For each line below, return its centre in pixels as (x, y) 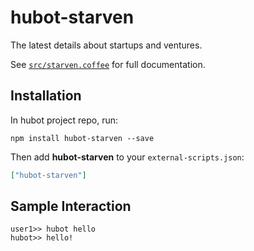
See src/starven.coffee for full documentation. (108, 64)
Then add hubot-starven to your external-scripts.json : (127, 157)
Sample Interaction (71, 206)
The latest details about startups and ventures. (106, 45)
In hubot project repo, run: (64, 120)
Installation (46, 96)
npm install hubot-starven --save (82, 138)
